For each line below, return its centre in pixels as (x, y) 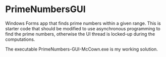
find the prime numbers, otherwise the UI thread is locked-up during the (80, 34)
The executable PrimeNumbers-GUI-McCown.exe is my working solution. (81, 49)
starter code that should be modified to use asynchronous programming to (83, 28)
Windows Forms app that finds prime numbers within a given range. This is (83, 23)
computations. (20, 39)
